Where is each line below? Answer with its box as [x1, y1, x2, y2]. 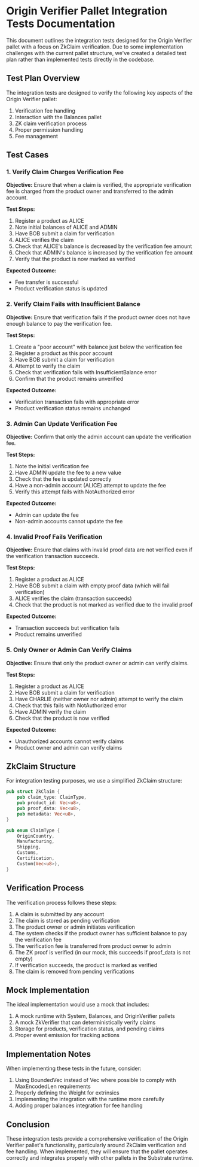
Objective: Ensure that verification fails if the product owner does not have [6, 313, 191, 321]
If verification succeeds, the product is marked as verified [14, 961, 158, 968]
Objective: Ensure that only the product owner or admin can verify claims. [6, 659, 189, 666]
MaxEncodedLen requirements [14, 1083, 91, 1090]
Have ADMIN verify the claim [14, 708, 87, 715]
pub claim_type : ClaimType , [17, 795, 87, 801]
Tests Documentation [6, 17, 115, 31]
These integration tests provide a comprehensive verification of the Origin [6, 1135, 188, 1142]
